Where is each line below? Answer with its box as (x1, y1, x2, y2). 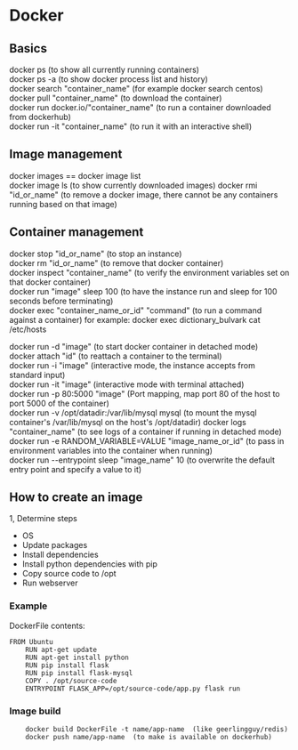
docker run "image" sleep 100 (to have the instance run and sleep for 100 (9, 286, 278, 296)
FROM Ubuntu (9, 637, 53, 646)
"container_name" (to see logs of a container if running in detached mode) (9, 426, 282, 437)
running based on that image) (9, 198, 117, 209)
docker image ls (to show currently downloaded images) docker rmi (9, 180, 258, 190)
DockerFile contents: (9, 620, 86, 631)
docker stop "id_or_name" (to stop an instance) (9, 248, 182, 259)
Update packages (21, 540, 88, 551)
